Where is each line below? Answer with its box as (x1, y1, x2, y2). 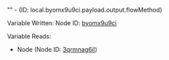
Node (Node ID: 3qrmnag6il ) (16, 46, 98, 53)
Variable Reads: (7, 32, 51, 40)
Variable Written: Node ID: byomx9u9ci (7, 19, 117, 27)
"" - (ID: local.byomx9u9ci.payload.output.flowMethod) (7, 6, 163, 14)
